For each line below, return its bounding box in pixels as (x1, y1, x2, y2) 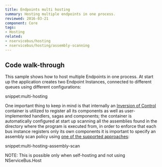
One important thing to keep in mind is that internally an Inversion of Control (5, 103, 156, 109)
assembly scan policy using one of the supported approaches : (5, 134, 130, 139)
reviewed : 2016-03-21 (5, 16, 49, 21)
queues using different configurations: (5, 84, 81, 90)
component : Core (5, 20, 38, 26)
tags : (5, 25, 16, 30)
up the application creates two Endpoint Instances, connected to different (5, 79, 152, 85)
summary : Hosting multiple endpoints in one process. (5, 12, 116, 16)
